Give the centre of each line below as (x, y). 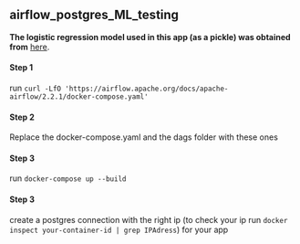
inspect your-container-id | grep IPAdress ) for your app (119, 229)
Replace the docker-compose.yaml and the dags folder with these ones (144, 137)
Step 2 (22, 117)
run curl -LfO (36, 88)
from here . (30, 47)
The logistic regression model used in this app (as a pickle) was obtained (150, 37)
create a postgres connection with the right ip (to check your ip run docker (149, 219)
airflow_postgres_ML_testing (94, 15)
